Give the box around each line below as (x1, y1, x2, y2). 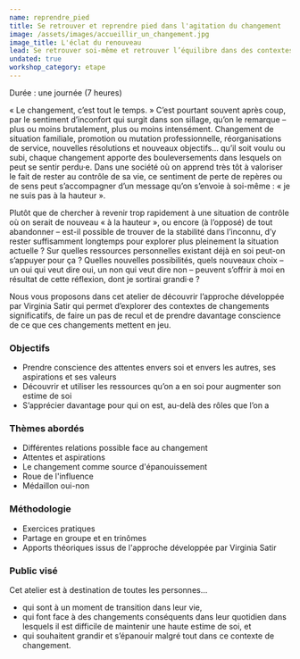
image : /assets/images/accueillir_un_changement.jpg (9, 29, 210, 38)
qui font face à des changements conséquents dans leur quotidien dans (21, 612, 287, 622)
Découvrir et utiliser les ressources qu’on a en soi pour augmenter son (21, 381, 281, 392)
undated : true (9, 54, 62, 63)
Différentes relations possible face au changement (21, 443, 208, 454)
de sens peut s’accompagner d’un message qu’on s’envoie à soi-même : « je (9, 180, 290, 191)
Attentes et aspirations (21, 452, 105, 463)
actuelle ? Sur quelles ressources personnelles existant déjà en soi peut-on (9, 245, 286, 255)
